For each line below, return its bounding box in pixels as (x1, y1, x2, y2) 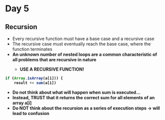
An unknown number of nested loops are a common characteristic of (12, 51, 157, 57)
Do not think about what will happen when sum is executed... (12, 89, 141, 95)
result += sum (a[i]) (14, 80, 56, 85)
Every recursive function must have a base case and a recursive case (12, 36, 155, 41)
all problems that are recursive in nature (12, 57, 97, 62)
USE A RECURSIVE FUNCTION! (19, 66, 84, 72)
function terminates (12, 46, 53, 52)
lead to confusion (12, 110, 50, 116)
